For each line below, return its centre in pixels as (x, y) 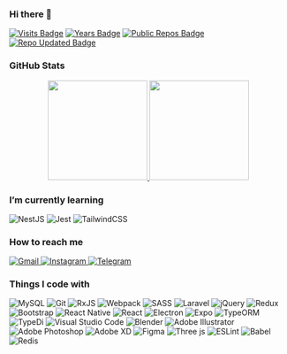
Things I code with (49, 284)
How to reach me (46, 242)
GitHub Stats (37, 65)
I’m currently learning (57, 200)
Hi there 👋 (31, 14)
